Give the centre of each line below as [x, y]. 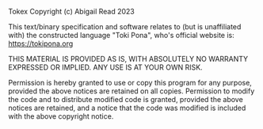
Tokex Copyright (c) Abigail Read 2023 [71, 11]
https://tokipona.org [41, 44]
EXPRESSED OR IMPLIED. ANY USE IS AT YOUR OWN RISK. [106, 67]
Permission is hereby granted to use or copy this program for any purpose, [130, 83]
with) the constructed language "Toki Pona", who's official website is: [122, 35]
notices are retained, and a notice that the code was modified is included [127, 108]
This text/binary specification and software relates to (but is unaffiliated [125, 27]
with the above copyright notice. [61, 116]
